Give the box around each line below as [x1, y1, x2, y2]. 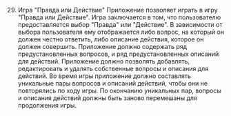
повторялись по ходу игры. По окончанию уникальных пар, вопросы [17, 86, 221, 95]
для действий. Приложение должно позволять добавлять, [17, 57, 190, 65]
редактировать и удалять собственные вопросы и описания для [17, 65, 209, 72]
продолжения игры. [17, 101, 77, 109]
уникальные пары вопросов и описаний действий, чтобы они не [17, 79, 208, 87]
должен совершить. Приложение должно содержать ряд [17, 43, 188, 50]
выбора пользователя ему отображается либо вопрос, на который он [17, 28, 225, 36]
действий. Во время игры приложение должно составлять [17, 72, 192, 80]
